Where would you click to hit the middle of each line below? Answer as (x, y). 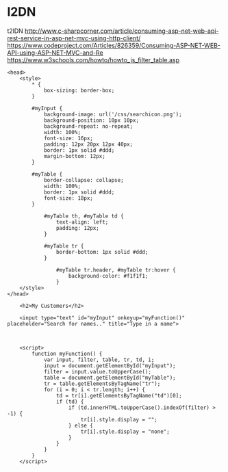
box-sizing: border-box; (79, 90)
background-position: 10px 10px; (91, 120)
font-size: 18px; (68, 198)
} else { (81, 425)
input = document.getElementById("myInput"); (110, 366)
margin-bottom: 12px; (75, 156)
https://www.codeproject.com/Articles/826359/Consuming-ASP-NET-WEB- (114, 45)
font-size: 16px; (68, 138)
